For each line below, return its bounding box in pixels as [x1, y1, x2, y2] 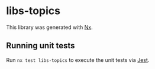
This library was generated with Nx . [6, 24, 93, 31]
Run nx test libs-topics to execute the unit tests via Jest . [6, 56, 150, 63]
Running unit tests [6, 41, 75, 51]
